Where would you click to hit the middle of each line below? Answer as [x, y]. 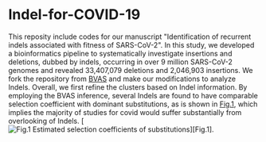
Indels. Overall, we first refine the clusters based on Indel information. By [128, 87]
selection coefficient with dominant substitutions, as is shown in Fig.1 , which [133, 104]
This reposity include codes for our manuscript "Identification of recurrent [130, 36]
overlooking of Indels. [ [46, 121]
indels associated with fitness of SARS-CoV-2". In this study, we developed [131, 44]
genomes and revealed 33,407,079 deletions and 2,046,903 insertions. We [131, 70]
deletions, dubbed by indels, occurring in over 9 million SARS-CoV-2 [121, 62]
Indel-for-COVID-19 [74, 15]
